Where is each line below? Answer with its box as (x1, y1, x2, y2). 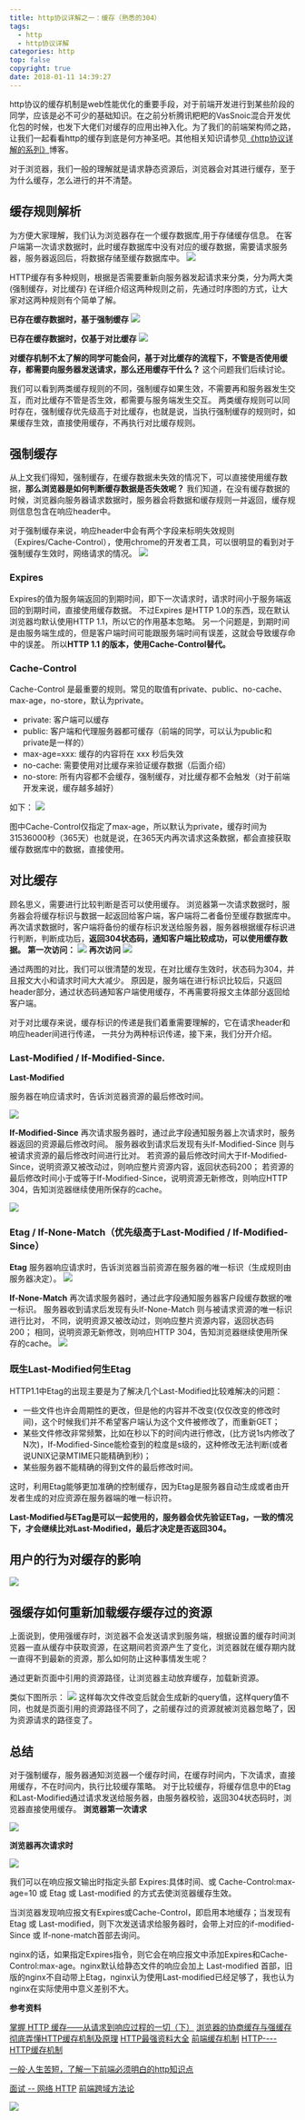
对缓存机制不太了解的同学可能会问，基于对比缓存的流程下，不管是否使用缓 (9, 352, 288, 363)
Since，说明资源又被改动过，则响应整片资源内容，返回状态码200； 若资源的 (9, 1161, 294, 1172)
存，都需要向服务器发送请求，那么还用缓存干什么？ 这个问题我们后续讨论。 (9, 363, 290, 374)
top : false (9, 55, 51, 65)
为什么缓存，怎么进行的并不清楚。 (9, 174, 137, 185)
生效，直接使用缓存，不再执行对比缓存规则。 (33, 417, 201, 428)
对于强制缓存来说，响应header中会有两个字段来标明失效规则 (9, 525, 235, 536)
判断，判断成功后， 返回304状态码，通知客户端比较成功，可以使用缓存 (16, 932, 280, 943)
